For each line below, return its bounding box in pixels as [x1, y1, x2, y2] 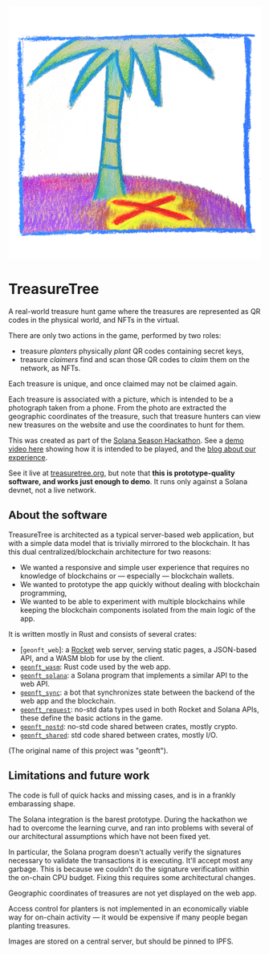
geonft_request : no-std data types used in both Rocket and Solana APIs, [19, 704, 259, 714]
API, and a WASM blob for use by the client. [19, 653, 165, 662]
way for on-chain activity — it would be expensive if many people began [8, 912, 248, 922]
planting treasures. [8, 920, 71, 930]
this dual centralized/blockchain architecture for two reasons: [8, 547, 211, 556]
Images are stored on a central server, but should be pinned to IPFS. [8, 936, 234, 946]
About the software [8, 508, 108, 522]
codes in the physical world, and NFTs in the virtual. [8, 315, 180, 324]
